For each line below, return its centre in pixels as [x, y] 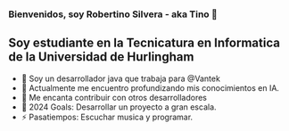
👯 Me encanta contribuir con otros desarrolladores [114, 97]
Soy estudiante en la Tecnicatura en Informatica [144, 43]
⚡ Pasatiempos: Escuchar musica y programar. [107, 117]
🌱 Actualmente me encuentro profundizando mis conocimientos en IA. [150, 87]
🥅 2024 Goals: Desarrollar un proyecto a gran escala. [119, 107]
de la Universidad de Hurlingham [101, 57]
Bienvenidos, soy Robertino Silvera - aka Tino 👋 [113, 14]
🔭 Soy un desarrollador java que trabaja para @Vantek [120, 78]
